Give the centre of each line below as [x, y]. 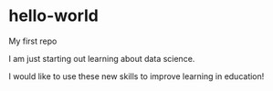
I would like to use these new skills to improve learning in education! [136, 76]
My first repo [33, 41]
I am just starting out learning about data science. [102, 58]
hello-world [54, 16]
